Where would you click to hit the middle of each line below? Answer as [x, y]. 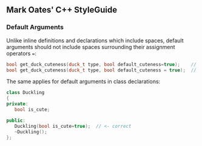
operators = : [21, 53]
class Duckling [25, 93]
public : [16, 121]
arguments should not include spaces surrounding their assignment [91, 47]
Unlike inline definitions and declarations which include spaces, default [95, 40]
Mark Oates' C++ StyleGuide [62, 10]
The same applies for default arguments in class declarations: [83, 82]
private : [17, 104]
